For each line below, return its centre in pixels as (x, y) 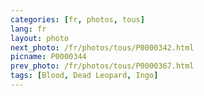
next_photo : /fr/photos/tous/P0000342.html (102, 47)
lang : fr (28, 29)
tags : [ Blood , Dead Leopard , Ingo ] (84, 76)
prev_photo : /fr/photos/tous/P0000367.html (102, 66)
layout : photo (40, 38)
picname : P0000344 (48, 57)
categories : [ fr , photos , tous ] (77, 19)
